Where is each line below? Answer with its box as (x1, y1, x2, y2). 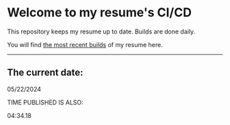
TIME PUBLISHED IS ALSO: (7, 98, 84, 107)
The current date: (7, 67, 84, 79)
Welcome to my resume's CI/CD (7, 5, 192, 20)
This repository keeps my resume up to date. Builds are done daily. (7, 27, 196, 36)
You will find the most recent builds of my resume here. (7, 40, 163, 48)
